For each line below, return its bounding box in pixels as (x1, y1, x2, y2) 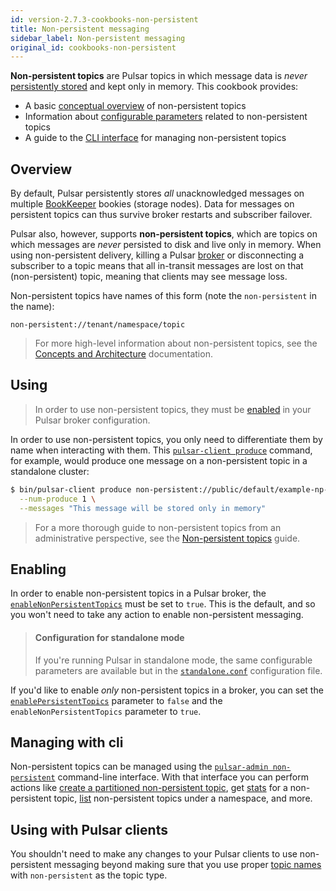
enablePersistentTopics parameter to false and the (10, 694, 223, 706)
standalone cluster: (10, 465, 90, 477)
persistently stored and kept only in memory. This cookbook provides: (10, 81, 299, 93)
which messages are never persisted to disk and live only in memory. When (10, 239, 322, 251)
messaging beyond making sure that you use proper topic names (53, 859, 322, 871)
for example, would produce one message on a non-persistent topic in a (10, 454, 308, 466)
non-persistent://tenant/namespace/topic (10, 320, 186, 330)
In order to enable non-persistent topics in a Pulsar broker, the (10, 587, 267, 600)
